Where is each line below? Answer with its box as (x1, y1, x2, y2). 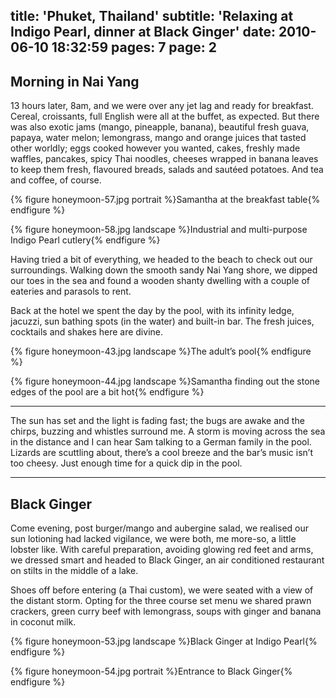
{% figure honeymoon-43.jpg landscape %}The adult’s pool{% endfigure (10, 345, 312, 358)
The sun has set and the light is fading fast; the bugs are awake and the (10, 415, 305, 427)
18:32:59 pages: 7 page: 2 (51, 39, 217, 56)
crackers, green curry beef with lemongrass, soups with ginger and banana (10, 605, 322, 618)
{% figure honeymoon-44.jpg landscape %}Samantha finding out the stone (10, 375, 321, 388)
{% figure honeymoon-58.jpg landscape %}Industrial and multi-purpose (10, 224, 308, 236)
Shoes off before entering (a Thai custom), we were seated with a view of (10, 584, 314, 596)
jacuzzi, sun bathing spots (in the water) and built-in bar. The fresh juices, (10, 315, 315, 328)
